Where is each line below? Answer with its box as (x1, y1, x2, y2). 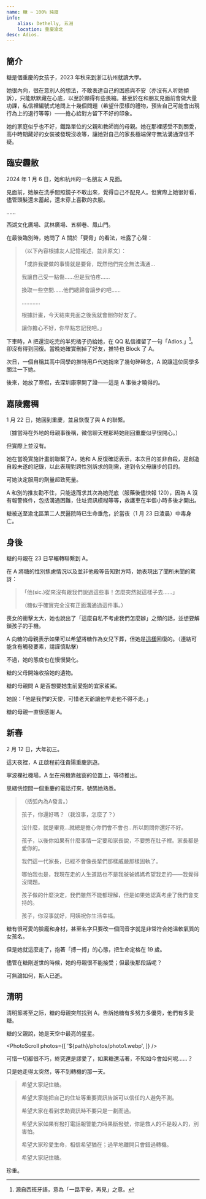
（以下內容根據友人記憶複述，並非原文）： (21, 247, 127, 254)
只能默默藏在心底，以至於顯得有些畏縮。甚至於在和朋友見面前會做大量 (19, 94, 197, 101)
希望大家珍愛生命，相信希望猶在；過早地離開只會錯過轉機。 (21, 1141, 172, 1148)
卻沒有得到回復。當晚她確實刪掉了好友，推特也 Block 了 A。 (6, 345, 158, 353)
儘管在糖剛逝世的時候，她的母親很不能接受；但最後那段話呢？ (6, 959, 162, 966)
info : (6, 15, 20, 21)
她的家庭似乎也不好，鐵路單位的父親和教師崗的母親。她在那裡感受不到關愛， (6, 122, 200, 130)
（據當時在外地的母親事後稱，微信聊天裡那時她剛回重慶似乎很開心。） (6, 429, 181, 437)
